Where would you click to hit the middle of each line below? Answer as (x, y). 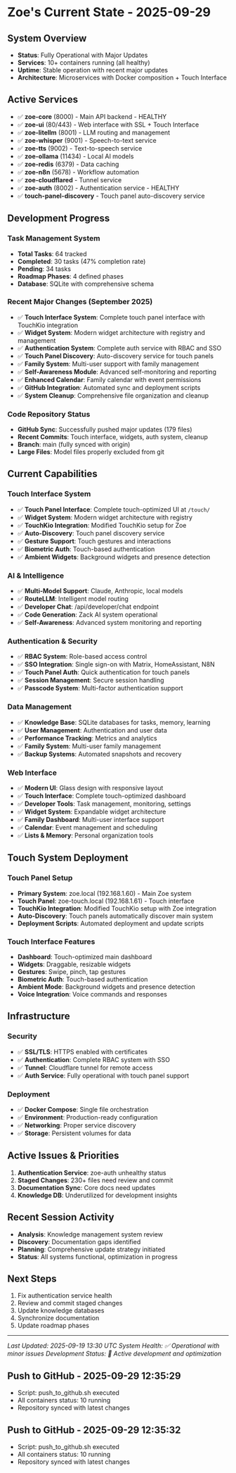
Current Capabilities (52, 474)
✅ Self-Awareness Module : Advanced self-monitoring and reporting (117, 372)
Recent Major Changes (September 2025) (80, 302)
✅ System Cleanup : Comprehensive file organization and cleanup (113, 396)
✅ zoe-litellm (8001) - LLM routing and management (94, 132)
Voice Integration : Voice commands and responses (92, 994)
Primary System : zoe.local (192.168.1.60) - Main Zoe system (104, 893)
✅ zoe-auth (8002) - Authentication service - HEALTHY (98, 188)
